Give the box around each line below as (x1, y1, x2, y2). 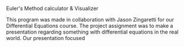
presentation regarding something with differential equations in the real (6, 28, 179, 35)
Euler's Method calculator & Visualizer (6, 5, 98, 12)
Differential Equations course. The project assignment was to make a (6, 23, 173, 29)
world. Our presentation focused (6, 35, 86, 41)
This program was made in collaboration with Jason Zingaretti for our (6, 16, 175, 23)
